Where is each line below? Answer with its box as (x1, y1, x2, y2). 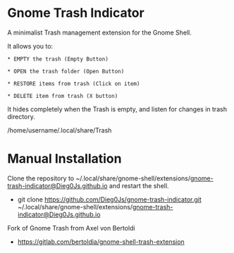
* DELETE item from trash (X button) (7, 92, 118, 99)
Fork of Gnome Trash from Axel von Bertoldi (7, 223, 135, 232)
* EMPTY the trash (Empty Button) (7, 55, 109, 63)
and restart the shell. (109, 181, 169, 190)
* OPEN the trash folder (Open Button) (7, 68, 125, 75)
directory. (7, 112, 35, 121)
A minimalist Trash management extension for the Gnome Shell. (7, 28, 192, 37)
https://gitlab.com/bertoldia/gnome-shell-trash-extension (17, 237, 185, 246)
